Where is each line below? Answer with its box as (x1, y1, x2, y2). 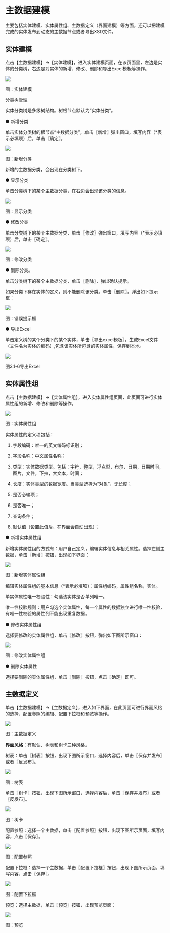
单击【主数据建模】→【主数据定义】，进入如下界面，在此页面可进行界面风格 (5, 705, 163, 711)
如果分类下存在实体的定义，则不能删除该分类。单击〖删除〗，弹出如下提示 (5, 288, 158, 294)
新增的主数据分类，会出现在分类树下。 (5, 166, 85, 172)
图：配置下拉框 (5, 891, 36, 897)
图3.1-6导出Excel (5, 363, 40, 369)
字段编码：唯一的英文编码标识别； (12, 442, 84, 448)
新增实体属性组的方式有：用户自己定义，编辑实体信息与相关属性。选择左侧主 (5, 545, 165, 551)
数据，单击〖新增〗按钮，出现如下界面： (5, 552, 90, 558)
